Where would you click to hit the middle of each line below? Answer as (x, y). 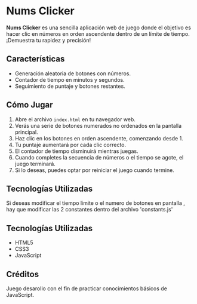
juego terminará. (35, 164)
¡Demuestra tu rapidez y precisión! (49, 40)
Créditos (23, 274)
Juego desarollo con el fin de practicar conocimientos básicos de (87, 288)
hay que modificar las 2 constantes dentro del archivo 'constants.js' (90, 210)
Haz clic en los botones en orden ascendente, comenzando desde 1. (99, 138)
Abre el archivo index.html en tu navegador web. (75, 119)
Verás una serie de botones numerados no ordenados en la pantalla (98, 125)
